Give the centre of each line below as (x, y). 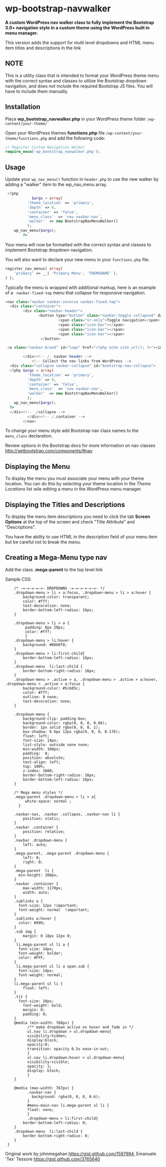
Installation (23, 107)
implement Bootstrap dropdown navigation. (49, 250)
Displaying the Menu (38, 467)
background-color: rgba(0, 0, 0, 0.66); (65, 723)
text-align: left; (42, 762)
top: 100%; (34, 766)
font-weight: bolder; (41, 953)
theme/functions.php (26, 139)
